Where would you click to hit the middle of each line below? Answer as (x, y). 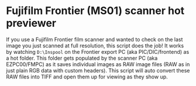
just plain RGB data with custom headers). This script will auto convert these (98, 70)
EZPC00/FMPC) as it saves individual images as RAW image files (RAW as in (98, 64)
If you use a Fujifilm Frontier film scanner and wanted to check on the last (94, 39)
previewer (31, 23)
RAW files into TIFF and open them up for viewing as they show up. (87, 77)
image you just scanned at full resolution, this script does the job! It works (95, 46)
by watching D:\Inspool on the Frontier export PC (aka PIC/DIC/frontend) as (98, 51)
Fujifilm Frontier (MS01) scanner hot (95, 11)
